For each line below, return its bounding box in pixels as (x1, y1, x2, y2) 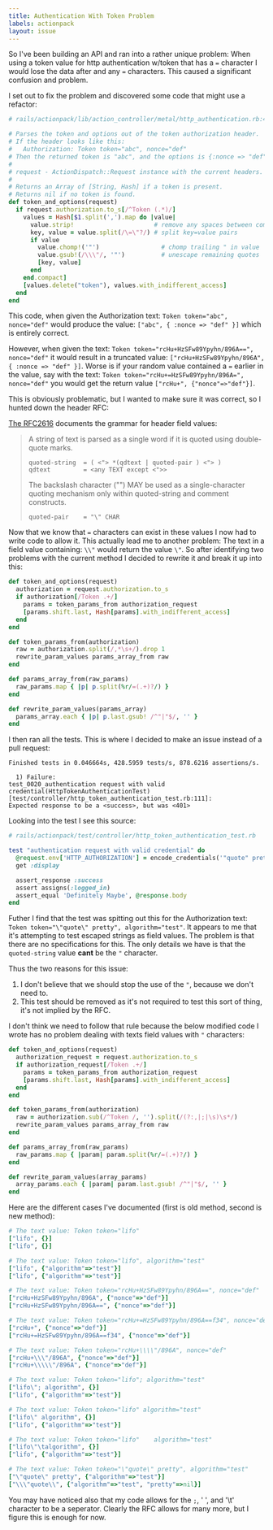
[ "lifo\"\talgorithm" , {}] (8, 1443, 100, 1451)
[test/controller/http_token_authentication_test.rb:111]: (8, 794, 213, 803)
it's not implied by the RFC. (19, 1006, 111, 1015)
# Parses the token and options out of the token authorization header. (8, 130, 260, 138)
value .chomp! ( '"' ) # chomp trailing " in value (37, 243, 260, 252)
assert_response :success (15, 876, 104, 885)
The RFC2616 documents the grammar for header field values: (8, 419, 218, 428)
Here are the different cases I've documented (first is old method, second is (8, 1202, 262, 1212)
